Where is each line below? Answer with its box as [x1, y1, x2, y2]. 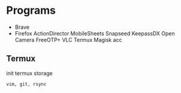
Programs [6, 4, 56, 17]
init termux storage [6, 70, 53, 77]
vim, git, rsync [6, 81, 47, 87]
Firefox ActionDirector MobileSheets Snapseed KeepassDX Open [14, 29, 175, 37]
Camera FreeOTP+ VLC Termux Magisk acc [14, 36, 122, 43]
